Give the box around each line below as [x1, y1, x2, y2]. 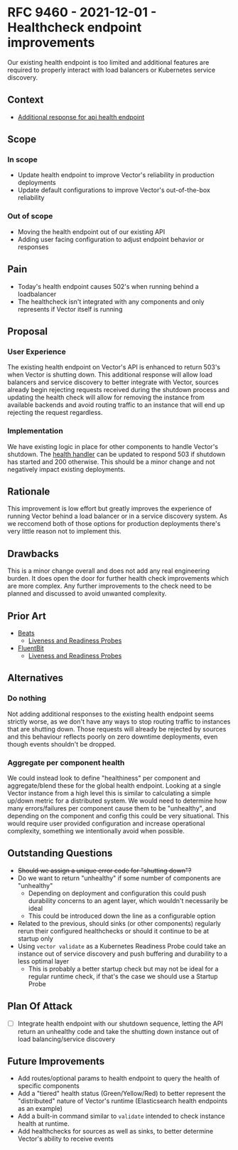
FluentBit [17, 643, 44, 652]
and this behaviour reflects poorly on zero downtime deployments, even [7, 732, 218, 741]
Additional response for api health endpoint [17, 112, 145, 121]
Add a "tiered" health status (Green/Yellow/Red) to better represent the [17, 1090, 226, 1098]
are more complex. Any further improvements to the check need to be [7, 581, 212, 591]
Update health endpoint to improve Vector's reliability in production [17, 171, 215, 179]
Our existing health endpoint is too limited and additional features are [7, 58, 210, 66]
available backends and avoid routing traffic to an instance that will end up [7, 401, 225, 409]
